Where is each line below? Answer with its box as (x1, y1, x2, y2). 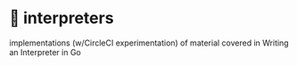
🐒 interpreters (9, 8, 114, 28)
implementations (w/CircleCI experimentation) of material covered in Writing (9, 37, 289, 48)
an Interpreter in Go (9, 46, 82, 57)
